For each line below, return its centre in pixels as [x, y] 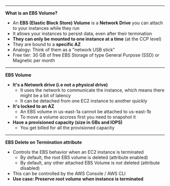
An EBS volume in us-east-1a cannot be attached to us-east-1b [86, 111]
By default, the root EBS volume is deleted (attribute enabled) [84, 157]
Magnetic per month [34, 60]
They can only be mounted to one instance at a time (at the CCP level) [87, 39]
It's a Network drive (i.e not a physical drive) [60, 85]
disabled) [30, 168]
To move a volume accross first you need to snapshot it [78, 117]
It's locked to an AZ [33, 106]
